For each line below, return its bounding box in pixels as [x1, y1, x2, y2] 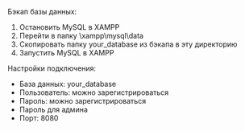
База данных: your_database [19, 80, 117, 88]
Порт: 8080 [19, 113, 59, 123]
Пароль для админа [19, 104, 88, 114]
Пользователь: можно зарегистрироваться [19, 88, 169, 97]
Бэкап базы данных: [7, 7, 77, 16]
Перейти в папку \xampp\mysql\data [19, 31, 144, 40]
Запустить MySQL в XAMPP [19, 48, 114, 57]
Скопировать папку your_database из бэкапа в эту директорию [19, 39, 238, 49]
